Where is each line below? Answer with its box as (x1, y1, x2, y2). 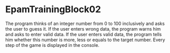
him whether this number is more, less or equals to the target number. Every (5, 37, 165, 43)
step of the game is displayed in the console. (5, 42, 100, 48)
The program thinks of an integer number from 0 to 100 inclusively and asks (5, 20, 165, 26)
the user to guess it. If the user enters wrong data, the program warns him (5, 25, 161, 32)
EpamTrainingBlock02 (5, 4, 101, 15)
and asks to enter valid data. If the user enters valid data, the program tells (5, 31, 162, 37)
